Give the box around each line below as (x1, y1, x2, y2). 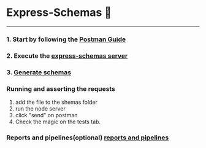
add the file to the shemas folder (15, 98, 98, 106)
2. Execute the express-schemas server (6, 52, 128, 60)
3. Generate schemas (6, 68, 72, 76)
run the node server (15, 105, 66, 112)
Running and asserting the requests (6, 84, 115, 93)
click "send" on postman (15, 112, 78, 119)
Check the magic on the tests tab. (15, 118, 101, 125)
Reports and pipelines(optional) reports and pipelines (6, 133, 169, 142)
